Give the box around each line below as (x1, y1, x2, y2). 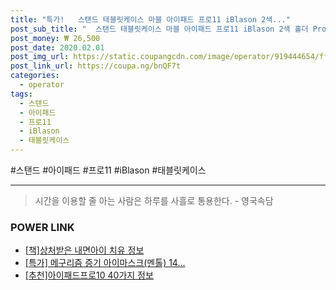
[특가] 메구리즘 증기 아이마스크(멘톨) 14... (24, 257, 186, 269)
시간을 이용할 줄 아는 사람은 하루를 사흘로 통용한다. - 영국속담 (34, 195, 274, 206)
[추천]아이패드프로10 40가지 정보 (24, 269, 154, 281)
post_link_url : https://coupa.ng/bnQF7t (10, 61, 182, 71)
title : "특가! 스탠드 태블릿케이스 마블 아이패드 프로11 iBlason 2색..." (10, 14, 291, 25)
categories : (10, 71, 60, 81)
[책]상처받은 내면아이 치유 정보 (24, 244, 145, 256)
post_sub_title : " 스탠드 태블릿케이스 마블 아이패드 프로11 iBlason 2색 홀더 (10, 24, 309, 34)
